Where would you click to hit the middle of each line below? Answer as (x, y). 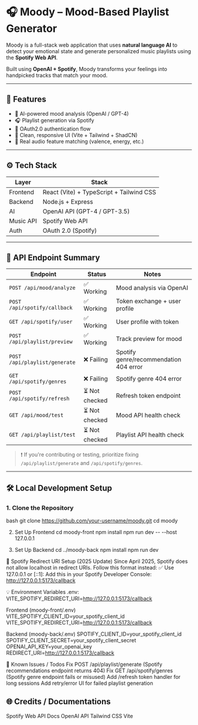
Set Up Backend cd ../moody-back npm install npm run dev (87, 550)
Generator (32, 29)
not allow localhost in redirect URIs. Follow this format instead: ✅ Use (90, 568)
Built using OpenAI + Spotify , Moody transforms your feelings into (87, 69)
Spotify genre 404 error (149, 379)
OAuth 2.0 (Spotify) (70, 230)
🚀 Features (26, 100)
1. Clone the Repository (40, 508)
